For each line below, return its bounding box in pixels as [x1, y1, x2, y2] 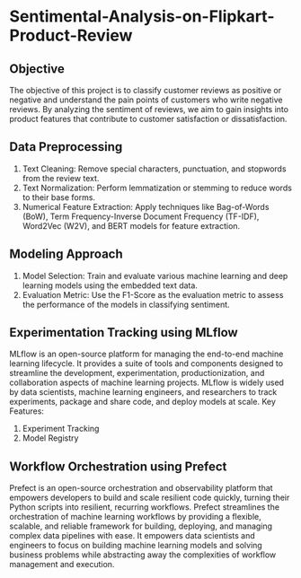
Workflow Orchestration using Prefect [9, 459, 227, 474]
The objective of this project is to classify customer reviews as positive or [9, 85, 281, 95]
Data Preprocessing [9, 139, 123, 154]
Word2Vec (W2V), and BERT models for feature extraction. [22, 220, 241, 231]
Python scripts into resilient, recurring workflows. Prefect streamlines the [9, 502, 280, 512]
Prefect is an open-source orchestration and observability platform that [9, 483, 273, 494]
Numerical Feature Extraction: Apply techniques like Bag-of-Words [22, 201, 270, 212]
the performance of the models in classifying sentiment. [22, 299, 231, 310]
